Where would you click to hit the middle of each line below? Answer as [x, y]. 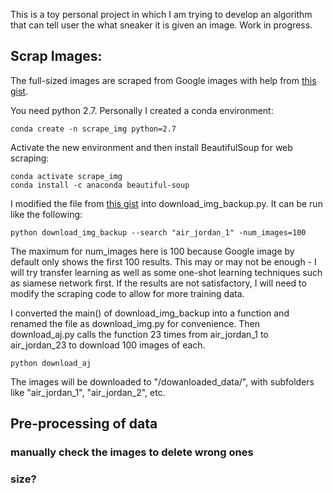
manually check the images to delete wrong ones [132, 452]
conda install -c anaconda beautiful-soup [100, 185]
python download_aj [51, 363]
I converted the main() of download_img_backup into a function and [150, 313]
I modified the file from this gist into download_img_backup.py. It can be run [166, 203]
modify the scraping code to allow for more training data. [127, 293]
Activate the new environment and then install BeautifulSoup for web [151, 147]
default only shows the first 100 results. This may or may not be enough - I [163, 261]
